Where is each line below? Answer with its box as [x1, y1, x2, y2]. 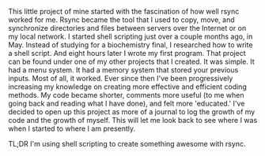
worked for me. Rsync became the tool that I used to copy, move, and [8, 15, 235, 24]
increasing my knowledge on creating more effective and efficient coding [8, 82, 247, 91]
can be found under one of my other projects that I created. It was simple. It [8, 57, 255, 66]
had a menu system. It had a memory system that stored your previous [8, 65, 239, 74]
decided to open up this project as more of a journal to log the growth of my [8, 107, 256, 117]
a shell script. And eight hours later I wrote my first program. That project [8, 49, 247, 58]
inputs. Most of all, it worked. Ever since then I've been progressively [8, 74, 233, 83]
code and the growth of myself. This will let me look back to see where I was [8, 116, 258, 124]
